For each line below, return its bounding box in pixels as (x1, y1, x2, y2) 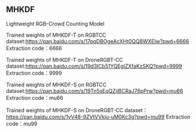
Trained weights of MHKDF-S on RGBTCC (6, 81, 107, 88)
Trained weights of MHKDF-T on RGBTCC (6, 32, 106, 39)
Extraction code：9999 (6, 70, 63, 77)
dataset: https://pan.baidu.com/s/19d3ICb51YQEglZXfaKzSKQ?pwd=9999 (6, 62, 183, 70)
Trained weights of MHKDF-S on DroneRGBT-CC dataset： (6, 106, 148, 113)
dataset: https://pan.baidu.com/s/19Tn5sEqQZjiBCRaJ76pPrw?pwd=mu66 (6, 87, 183, 94)
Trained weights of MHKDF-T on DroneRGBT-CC (6, 56, 123, 63)
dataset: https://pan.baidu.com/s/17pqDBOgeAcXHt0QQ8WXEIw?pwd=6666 (6, 37, 189, 44)
